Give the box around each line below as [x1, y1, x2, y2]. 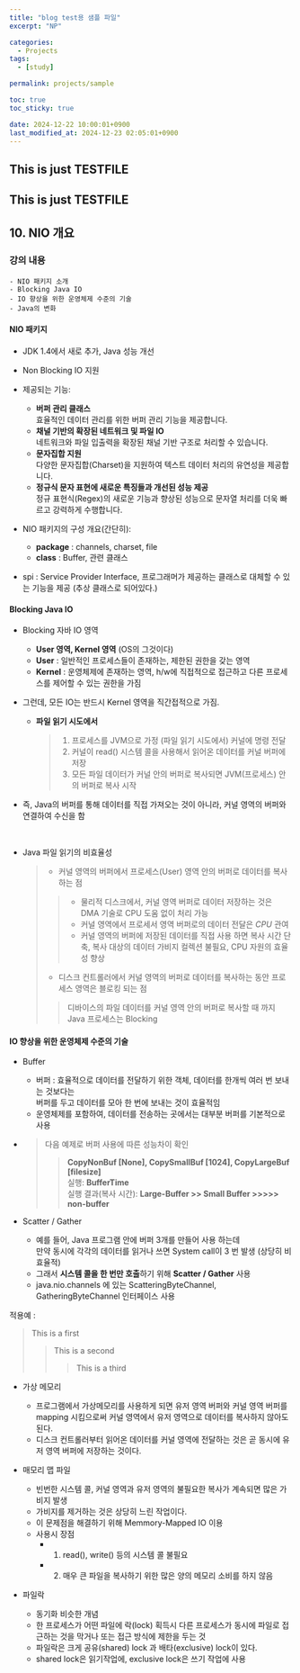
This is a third [75, 1363, 127, 1373]
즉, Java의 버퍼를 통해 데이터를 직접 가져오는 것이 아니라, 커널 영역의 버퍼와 [22, 799, 287, 810]
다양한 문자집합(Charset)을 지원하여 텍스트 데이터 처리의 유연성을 [35, 460, 266, 471]
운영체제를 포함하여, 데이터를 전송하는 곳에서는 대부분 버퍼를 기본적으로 [35, 1109, 286, 1120]
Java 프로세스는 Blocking [66, 1013, 158, 1024]
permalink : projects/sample [9, 79, 115, 88]
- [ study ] [17, 63, 54, 72]
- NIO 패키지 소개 [9, 276, 69, 286]
